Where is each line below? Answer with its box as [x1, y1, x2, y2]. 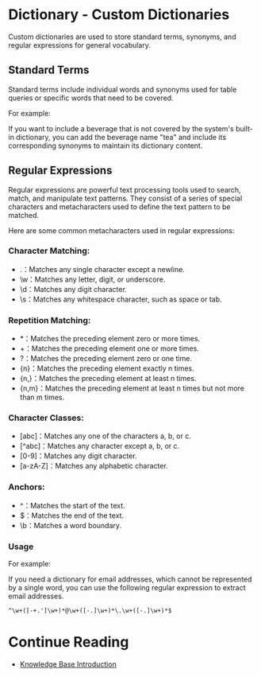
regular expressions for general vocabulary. [8, 40, 151, 49]
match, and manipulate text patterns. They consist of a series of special [8, 193, 243, 203]
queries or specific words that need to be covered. [8, 93, 174, 103]
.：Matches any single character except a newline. [19, 264, 185, 274]
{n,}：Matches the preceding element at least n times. [19, 374, 197, 383]
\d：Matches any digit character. [19, 284, 127, 294]
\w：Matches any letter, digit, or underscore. [19, 274, 166, 284]
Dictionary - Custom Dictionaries [8, 6, 230, 24]
